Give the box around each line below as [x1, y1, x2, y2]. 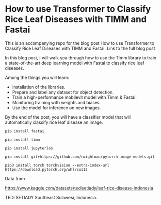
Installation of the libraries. [12, 84, 65, 90]
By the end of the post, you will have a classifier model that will [5, 114, 131, 120]
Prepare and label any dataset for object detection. [12, 89, 114, 95]
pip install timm [5, 137, 40, 142]
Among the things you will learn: [5, 75, 69, 80]
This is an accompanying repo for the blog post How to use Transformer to [5, 40, 154, 46]
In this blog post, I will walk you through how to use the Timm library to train [5, 55, 157, 60]
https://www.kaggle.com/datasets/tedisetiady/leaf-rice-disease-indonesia [5, 185, 154, 191]
